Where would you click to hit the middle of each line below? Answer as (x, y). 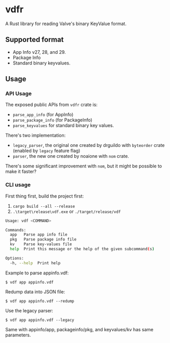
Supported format (35, 40)
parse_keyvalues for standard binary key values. (63, 125)
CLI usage (18, 185)
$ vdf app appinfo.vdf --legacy (40, 320)
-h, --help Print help (35, 263)
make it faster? (21, 171)
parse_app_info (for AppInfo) (43, 115)
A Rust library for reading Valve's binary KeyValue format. (66, 24)
